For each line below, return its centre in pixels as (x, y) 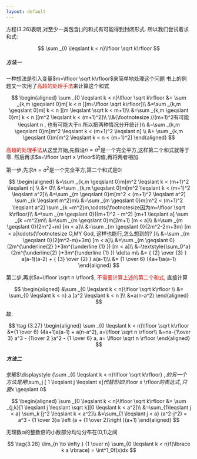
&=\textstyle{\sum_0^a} (163, 246)
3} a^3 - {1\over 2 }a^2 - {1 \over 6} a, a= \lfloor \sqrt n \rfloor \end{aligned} (99, 338)
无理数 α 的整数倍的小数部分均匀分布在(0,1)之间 (62, 432)
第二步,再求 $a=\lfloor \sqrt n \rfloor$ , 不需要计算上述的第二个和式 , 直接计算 (97, 277)
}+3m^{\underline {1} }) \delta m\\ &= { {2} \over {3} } (123, 252)
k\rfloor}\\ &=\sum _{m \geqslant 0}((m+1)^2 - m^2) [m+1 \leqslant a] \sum (99, 214)
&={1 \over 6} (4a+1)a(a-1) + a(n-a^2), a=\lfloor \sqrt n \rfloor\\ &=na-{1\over (99, 332)
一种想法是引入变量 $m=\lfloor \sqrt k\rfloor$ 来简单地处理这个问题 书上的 (94, 78)
